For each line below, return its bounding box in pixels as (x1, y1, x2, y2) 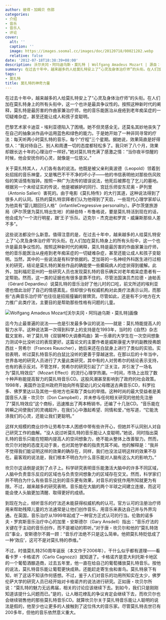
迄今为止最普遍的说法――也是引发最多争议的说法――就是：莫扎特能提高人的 (5, 320, 161, 326)
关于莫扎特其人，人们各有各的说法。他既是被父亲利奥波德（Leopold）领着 (5, 165, 156, 171)
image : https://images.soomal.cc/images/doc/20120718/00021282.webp (9, 48, 154, 53)
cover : (5, 35, 19, 40)
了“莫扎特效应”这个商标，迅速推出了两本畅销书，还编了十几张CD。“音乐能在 (5, 401, 160, 407)
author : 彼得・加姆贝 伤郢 (5, 7, 55, 12)
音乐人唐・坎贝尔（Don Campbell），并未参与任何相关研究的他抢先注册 (9, 394, 153, 400)
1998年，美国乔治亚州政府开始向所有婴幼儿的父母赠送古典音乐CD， (5, 382, 143, 388)
